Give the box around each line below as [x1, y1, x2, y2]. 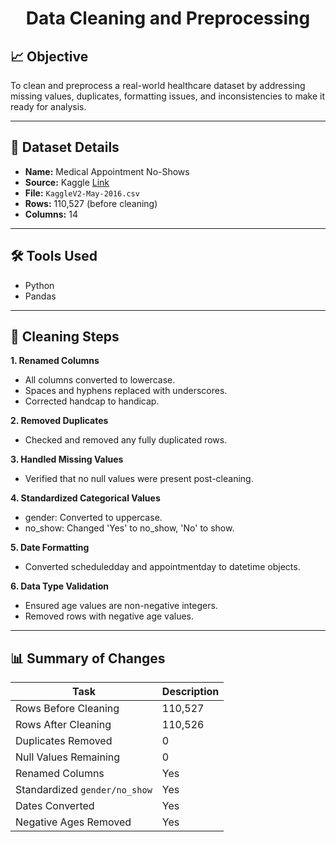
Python [24, 279, 55, 291]
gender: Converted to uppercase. [24, 512, 163, 524]
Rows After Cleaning [15, 718, 112, 732]
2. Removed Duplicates [10, 415, 109, 427]
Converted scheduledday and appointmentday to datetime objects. [24, 561, 301, 573]
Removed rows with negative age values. [24, 610, 195, 622]
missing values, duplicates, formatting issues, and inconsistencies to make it [10, 90, 325, 102]
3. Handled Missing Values [10, 453, 124, 466]
